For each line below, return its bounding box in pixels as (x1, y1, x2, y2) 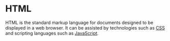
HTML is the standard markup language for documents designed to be (5, 19, 154, 25)
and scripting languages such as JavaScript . (5, 30, 99, 36)
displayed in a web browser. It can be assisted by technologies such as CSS (5, 24, 165, 30)
